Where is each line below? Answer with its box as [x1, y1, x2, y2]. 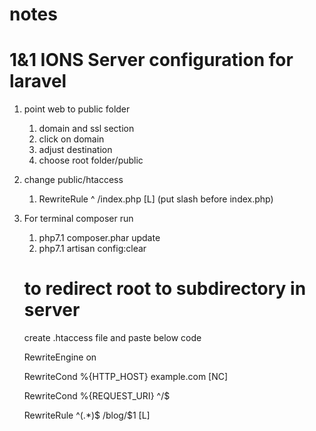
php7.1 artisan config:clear [38, 243, 147, 255]
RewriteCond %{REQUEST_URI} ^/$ [23, 390, 171, 402]
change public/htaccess [23, 174, 124, 186]
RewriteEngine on [23, 351, 97, 363]
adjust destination [38, 144, 113, 156]
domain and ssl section [38, 123, 135, 135]
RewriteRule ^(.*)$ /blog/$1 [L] [23, 409, 151, 422]
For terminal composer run [23, 213, 134, 225]
